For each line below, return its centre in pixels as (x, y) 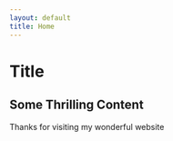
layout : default (40, 18)
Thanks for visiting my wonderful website (87, 126)
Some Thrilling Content (76, 105)
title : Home (32, 26)
